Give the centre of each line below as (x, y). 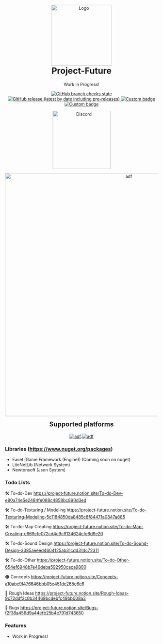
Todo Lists (17, 483)
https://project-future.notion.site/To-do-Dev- (78, 493)
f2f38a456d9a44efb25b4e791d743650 (44, 613)
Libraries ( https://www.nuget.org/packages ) (59, 449)
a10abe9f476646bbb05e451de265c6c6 (45, 584)
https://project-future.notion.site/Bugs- (59, 608)
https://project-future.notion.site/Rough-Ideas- (82, 593)
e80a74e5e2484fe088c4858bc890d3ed (46, 500)
